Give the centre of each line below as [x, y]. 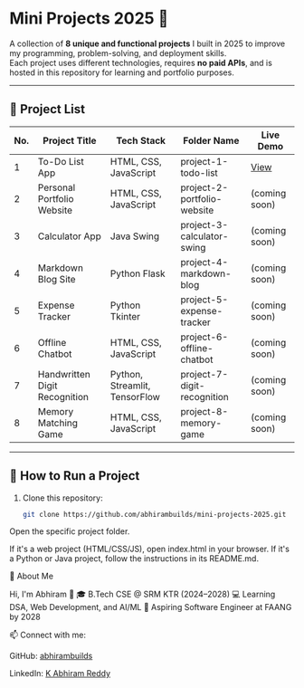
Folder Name [211, 140]
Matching [58, 423]
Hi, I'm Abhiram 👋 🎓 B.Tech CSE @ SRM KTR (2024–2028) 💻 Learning [142, 594]
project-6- [204, 337]
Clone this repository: [62, 498]
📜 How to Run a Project [75, 476]
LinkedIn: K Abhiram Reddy [60, 674]
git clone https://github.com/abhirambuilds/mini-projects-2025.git [154, 514]
